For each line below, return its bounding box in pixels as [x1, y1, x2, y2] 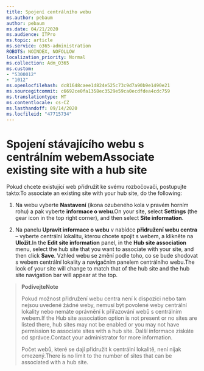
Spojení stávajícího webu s [6, 137, 144, 151]
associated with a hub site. [21, 359, 89, 366]
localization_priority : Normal [6, 54, 86, 60]
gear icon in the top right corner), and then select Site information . [15, 214, 184, 222]
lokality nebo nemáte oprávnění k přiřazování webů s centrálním [21, 308, 182, 316]
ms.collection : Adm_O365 [6, 60, 69, 66]
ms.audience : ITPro [6, 32, 56, 38]
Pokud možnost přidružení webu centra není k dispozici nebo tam [21, 295, 186, 302]
